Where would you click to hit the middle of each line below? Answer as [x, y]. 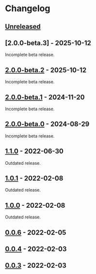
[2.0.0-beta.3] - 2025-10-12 [48, 43]
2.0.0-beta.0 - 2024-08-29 [47, 124]
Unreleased [23, 27]
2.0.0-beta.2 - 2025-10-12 [46, 70]
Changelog [28, 9]
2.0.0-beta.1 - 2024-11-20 [45, 97]
